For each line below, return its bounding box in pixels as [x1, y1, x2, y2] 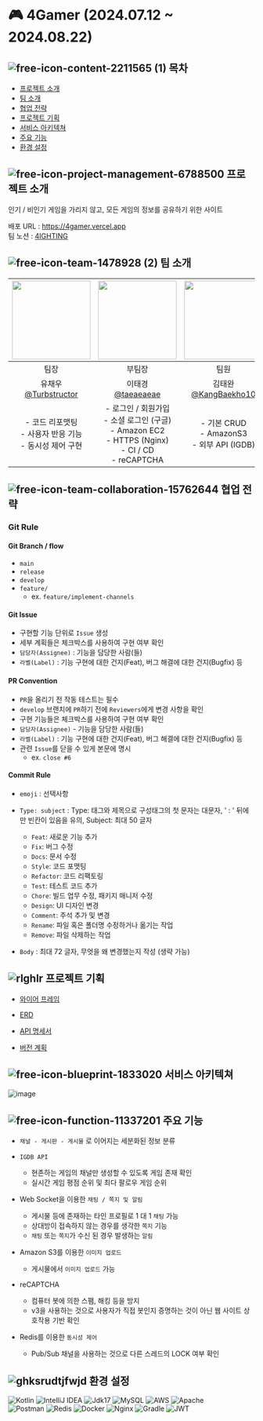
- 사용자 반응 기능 [20, 428, 83, 439]
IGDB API [19, 1153, 49, 1161]
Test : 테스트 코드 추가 [31, 880, 98, 891]
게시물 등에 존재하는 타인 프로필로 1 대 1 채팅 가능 [31, 1211, 179, 1221]
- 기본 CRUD [200, 417, 247, 428]
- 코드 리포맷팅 [24, 417, 78, 428]
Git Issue [8, 610, 38, 619]
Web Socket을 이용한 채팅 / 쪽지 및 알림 [19, 1194, 143, 1204]
